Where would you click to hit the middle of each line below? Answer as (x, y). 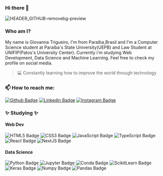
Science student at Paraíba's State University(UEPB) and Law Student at (78, 47)
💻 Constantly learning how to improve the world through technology (87, 73)
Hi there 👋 (17, 8)
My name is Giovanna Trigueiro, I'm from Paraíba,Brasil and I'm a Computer (82, 42)
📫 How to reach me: (30, 88)
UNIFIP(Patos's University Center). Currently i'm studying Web (68, 52)
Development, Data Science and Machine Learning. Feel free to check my (80, 58)
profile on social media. (29, 63)
